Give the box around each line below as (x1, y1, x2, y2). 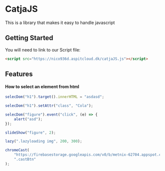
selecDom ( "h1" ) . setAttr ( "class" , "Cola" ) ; (5, 103, 93, 108)
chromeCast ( (5, 148, 29, 153)
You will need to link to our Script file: (5, 47, 81, 52)
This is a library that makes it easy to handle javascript (5, 20, 115, 25)
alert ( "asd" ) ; (14, 117, 43, 122)
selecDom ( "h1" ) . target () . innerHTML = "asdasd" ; (5, 95, 105, 99)
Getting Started (5, 34, 54, 42)
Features (5, 70, 33, 78)
